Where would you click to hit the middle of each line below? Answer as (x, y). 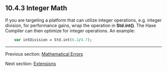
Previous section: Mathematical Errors (44, 54)
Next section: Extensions (31, 64)
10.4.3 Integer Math (36, 8)
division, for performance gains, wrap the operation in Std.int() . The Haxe (81, 25)
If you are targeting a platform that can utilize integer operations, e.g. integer (83, 20)
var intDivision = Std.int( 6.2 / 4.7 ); (53, 40)
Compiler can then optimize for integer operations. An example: (70, 31)
